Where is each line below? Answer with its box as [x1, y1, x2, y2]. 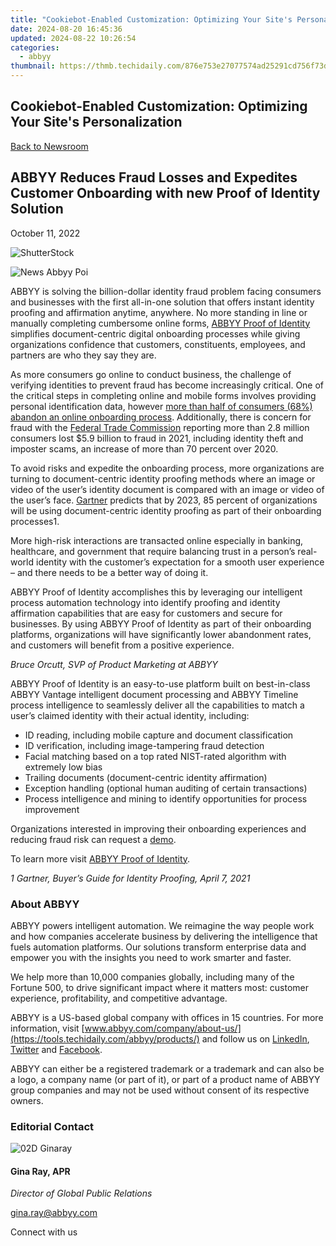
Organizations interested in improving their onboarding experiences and [10, 822, 307, 835]
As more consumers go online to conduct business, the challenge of [10, 368, 292, 380]
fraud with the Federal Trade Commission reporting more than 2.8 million [10, 421, 310, 433]
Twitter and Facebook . [10, 1043, 103, 1055]
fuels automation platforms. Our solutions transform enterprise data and [10, 941, 307, 953]
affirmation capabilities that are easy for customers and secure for [10, 607, 283, 619]
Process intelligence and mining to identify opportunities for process [24, 792, 308, 805]
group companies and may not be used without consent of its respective [10, 1084, 310, 1096]
